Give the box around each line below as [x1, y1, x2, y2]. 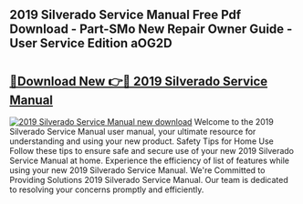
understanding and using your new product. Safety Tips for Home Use [9, 136, 274, 147]
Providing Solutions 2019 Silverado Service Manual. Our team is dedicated [9, 175, 289, 185]
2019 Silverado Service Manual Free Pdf [9, 7, 242, 23]
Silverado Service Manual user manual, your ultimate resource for [9, 127, 256, 137]
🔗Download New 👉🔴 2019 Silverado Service [9, 73, 268, 89]
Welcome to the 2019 [193, 117, 274, 127]
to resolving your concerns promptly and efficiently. [9, 184, 204, 195]
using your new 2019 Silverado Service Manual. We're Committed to [9, 165, 266, 176]
